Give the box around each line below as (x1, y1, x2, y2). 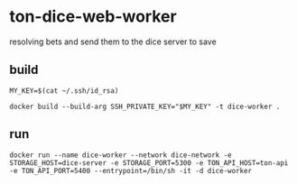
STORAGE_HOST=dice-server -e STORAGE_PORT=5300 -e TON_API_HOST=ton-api (9, 158, 289, 168)
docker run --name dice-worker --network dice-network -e (9, 151, 232, 160)
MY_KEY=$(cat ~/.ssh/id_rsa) (9, 86, 119, 96)
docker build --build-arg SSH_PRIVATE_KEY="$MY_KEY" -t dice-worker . (9, 102, 281, 111)
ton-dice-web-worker (9, 6, 178, 27)
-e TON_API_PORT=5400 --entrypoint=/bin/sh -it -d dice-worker (9, 166, 253, 175)
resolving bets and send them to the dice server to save (9, 36, 217, 47)
